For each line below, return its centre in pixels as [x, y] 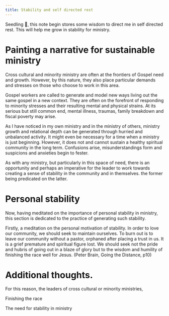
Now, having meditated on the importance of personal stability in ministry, [82, 213]
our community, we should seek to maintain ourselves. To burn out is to [79, 233]
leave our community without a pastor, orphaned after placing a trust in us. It [84, 239]
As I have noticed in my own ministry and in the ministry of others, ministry [82, 126]
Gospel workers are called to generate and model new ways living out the [81, 95]
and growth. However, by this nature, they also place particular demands [80, 80]
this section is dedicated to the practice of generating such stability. [75, 218]
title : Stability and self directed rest [49, 10]
